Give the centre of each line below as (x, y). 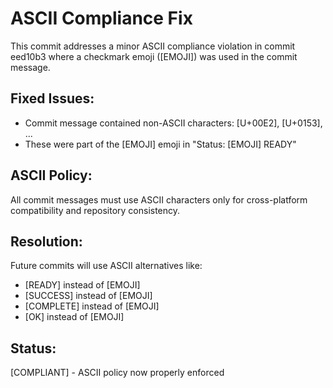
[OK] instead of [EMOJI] (74, 317)
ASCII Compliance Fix (101, 18)
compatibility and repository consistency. (95, 210)
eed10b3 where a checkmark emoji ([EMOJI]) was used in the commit (154, 56)
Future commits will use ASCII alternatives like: (106, 266)
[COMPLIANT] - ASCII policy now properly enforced (117, 373)
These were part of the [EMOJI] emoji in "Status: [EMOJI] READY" (160, 144)
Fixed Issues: (52, 98)
